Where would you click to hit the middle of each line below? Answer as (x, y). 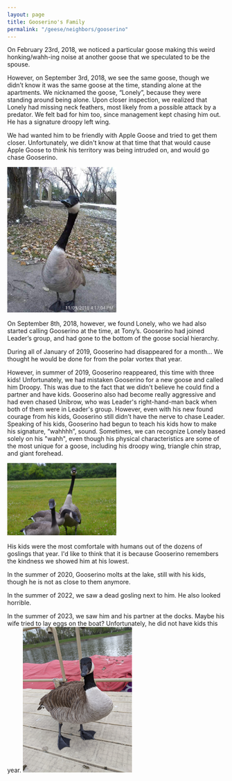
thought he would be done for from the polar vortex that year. (95, 359)
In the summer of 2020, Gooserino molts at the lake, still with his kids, (107, 575)
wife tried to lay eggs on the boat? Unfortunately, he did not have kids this (113, 624)
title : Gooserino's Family (46, 22)
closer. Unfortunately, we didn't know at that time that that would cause (109, 143)
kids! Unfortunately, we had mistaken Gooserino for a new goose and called (115, 380)
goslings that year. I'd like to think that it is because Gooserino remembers (113, 554)
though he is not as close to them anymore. (69, 582)
